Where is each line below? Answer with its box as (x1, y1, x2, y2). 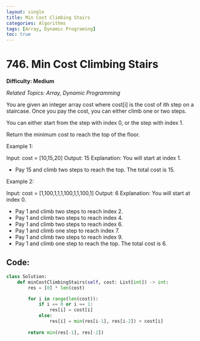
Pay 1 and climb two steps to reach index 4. (15, 214, 123, 222)
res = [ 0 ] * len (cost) (28, 285, 85, 291)
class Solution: (6, 273, 47, 279)
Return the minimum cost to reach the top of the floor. (6, 131, 140, 138)
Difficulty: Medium (6, 78, 54, 85)
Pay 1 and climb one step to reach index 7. (15, 227, 120, 234)
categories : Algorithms (6, 20, 66, 26)
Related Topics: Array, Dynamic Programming (6, 89, 121, 97)
